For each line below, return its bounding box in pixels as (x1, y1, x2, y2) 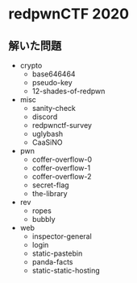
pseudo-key (31, 78, 73, 87)
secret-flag (31, 180, 70, 190)
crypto (19, 61, 43, 70)
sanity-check (31, 104, 77, 113)
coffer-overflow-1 (31, 163, 91, 173)
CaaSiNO (31, 137, 63, 147)
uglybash (31, 129, 64, 138)
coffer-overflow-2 (31, 172, 92, 181)
